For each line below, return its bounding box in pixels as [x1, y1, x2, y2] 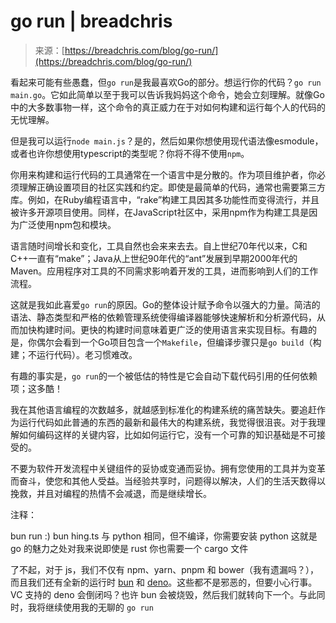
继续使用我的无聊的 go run [44, 601, 154, 613]
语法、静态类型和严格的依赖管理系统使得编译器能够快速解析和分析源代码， [10, 311, 317, 323]
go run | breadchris [10, 10, 173, 33]
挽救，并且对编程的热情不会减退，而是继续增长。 [10, 487, 212, 499]
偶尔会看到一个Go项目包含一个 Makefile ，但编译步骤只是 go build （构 [36, 336, 322, 348]
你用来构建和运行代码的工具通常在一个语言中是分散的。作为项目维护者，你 [10, 168, 317, 180]
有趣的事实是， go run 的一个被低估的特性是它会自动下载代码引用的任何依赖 [10, 370, 318, 382]
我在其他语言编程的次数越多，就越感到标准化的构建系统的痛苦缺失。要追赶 [10, 403, 317, 415]
